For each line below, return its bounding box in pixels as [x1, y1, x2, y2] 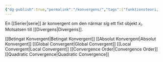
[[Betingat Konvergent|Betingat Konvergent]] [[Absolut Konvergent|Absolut [5, 36, 156, 42]
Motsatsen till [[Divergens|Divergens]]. [5, 27, 83, 32]
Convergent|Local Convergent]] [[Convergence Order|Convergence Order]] [5, 46, 158, 52]
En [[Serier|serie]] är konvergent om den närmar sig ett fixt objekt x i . [5, 20, 143, 27]
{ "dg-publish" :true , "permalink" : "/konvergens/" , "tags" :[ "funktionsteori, [5, 7, 159, 12]
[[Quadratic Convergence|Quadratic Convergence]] [5, 51, 109, 57]
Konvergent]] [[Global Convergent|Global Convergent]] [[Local [5, 41, 131, 47]
